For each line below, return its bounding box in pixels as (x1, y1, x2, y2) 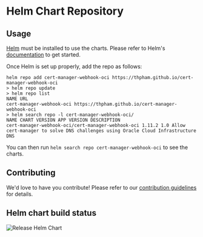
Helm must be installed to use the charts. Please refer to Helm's (6, 44, 165, 52)
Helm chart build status (6, 208, 97, 218)
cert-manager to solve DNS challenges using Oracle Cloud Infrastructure (6, 128, 197, 134)
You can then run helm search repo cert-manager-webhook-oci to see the (6, 144, 188, 151)
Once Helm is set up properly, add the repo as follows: (6, 63, 142, 70)
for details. (6, 190, 33, 197)
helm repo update (12, 85, 56, 91)
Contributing (6, 168, 56, 178)
